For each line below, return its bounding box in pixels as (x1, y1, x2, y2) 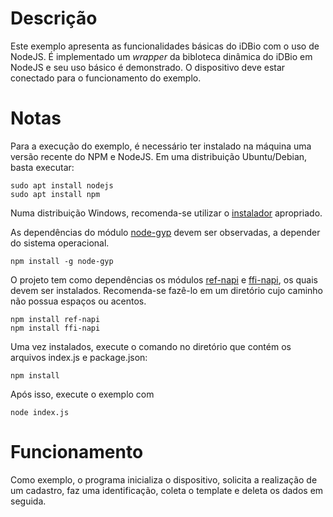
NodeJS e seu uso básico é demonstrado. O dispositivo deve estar (10, 61, 286, 73)
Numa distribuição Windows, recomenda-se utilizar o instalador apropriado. (10, 207, 323, 219)
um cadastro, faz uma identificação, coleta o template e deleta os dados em (10, 484, 324, 496)
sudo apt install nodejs (10, 180, 114, 191)
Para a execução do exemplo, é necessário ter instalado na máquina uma (10, 140, 312, 152)
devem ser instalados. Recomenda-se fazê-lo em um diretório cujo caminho (10, 284, 323, 296)
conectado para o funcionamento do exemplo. (10, 72, 202, 84)
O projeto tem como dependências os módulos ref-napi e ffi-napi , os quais (10, 273, 318, 286)
